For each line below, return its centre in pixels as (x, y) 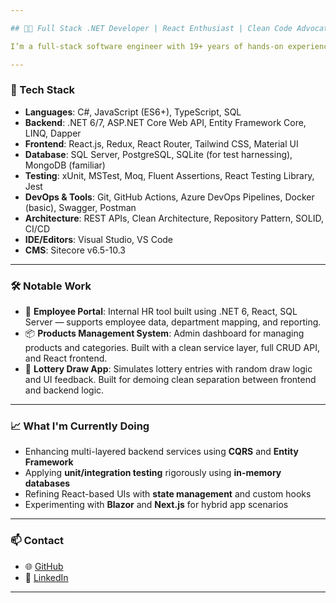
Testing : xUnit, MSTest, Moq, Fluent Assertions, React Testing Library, (169, 175)
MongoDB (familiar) (65, 165)
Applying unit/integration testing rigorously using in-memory (153, 473)
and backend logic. (64, 390)
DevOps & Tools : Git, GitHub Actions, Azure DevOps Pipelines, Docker (169, 197)
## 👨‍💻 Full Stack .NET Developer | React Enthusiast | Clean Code (151, 28)
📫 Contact (37, 541)
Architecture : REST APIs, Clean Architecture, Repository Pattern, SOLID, (174, 218)
